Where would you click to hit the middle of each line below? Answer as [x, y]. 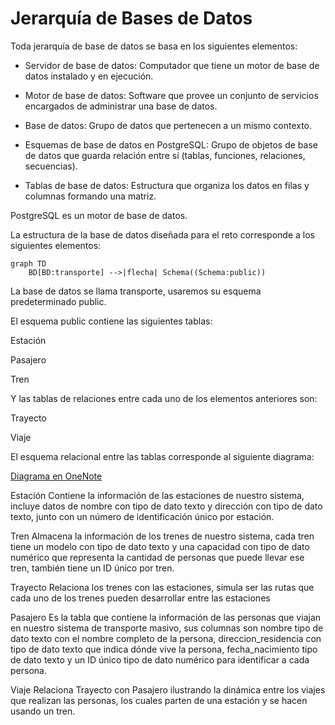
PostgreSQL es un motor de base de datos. [99, 215]
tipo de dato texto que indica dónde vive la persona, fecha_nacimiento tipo [164, 649]
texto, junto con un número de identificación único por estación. [142, 516]
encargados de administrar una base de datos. [121, 106]
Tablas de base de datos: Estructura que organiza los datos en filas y [167, 185]
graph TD [28, 263]
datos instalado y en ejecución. [89, 76]
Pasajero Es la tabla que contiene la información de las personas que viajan [166, 617]
